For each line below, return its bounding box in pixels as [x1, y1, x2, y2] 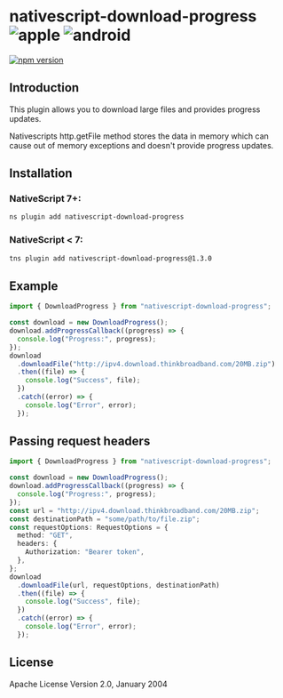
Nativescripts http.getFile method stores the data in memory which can [9, 131, 269, 141]
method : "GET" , [17, 531, 74, 540]
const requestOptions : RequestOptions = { [9, 523, 169, 532]
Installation [9, 166, 73, 181]
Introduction [9, 80, 80, 95]
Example [9, 278, 59, 293]
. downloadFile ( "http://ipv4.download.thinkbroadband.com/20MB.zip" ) [17, 359, 276, 368]
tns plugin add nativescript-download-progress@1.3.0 [9, 253, 213, 263]
